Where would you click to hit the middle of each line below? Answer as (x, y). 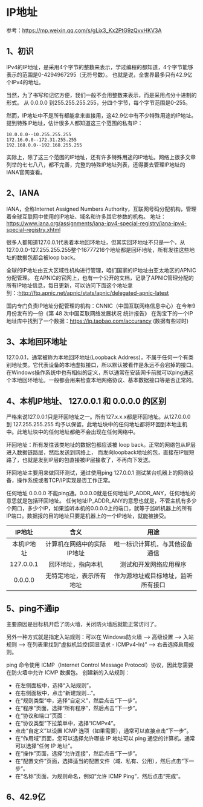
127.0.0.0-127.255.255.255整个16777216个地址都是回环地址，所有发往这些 (98, 249)
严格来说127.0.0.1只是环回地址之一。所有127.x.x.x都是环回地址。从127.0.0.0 (98, 417)
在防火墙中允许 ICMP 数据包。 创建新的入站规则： (68, 672)
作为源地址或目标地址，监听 (153, 576)
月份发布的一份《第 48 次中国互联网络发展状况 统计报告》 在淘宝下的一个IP (100, 313)
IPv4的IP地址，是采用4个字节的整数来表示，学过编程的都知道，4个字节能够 (100, 67)
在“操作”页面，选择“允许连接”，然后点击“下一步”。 (78, 753)
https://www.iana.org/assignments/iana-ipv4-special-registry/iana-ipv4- (97, 223)
